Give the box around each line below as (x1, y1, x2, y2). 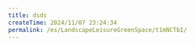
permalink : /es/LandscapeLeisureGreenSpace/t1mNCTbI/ (8, 26, 188, 34)
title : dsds (8, 11, 47, 19)
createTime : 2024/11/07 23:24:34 (8, 19, 117, 27)
